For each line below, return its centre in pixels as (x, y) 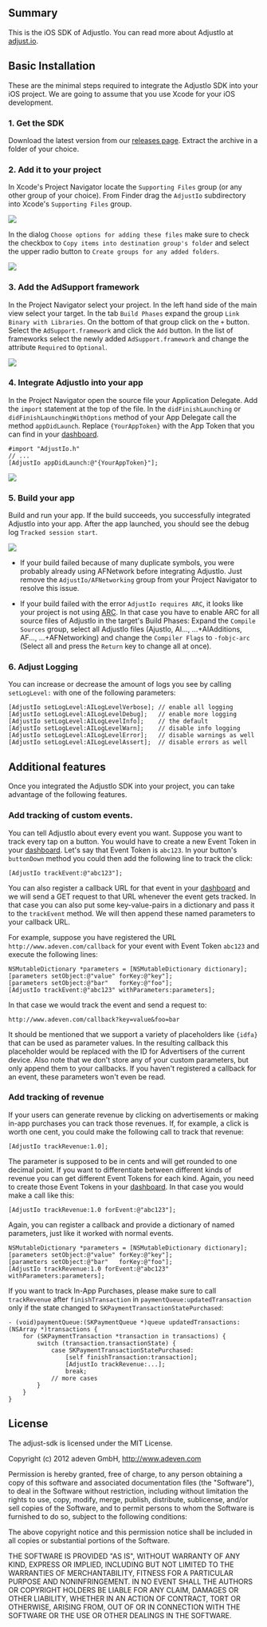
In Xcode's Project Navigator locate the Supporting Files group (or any (125, 187)
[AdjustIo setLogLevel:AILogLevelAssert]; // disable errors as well (128, 743)
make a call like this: (41, 1195)
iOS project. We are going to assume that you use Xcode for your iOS (122, 94)
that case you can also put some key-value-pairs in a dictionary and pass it (132, 905)
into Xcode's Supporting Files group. (70, 204)
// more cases (74, 1378)
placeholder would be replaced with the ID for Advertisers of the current (127, 1051)
